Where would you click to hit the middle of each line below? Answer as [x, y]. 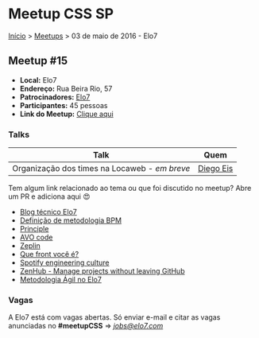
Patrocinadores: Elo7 [55, 97]
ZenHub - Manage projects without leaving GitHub [102, 271]
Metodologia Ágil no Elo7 [60, 280]
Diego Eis [215, 169]
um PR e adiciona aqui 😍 [49, 196]
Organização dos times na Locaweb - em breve [101, 169]
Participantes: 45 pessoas [64, 105]
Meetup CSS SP [61, 14]
